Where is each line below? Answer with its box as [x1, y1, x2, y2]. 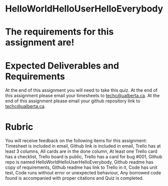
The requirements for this [5, 26, 114, 38]
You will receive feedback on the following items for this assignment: [5, 138, 147, 144]
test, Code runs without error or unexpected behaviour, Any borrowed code [5, 170, 161, 176]
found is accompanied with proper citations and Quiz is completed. [5, 175, 144, 181]
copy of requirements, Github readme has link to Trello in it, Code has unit [5, 164, 158, 170]
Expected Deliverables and [5, 60, 119, 71]
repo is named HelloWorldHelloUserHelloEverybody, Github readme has [5, 159, 154, 165]
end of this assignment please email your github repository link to [5, 98, 140, 104]
